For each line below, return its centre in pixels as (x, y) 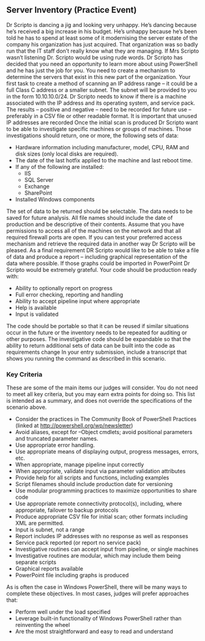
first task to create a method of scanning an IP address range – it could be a (102, 83)
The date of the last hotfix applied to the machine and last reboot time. (104, 160)
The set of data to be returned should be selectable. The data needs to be (99, 211)
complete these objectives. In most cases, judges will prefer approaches (98, 594)
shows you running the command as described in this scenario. (86, 358)
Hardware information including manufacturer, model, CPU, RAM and (102, 147)
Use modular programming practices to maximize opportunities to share (106, 491)
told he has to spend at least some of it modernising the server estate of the (102, 38)
